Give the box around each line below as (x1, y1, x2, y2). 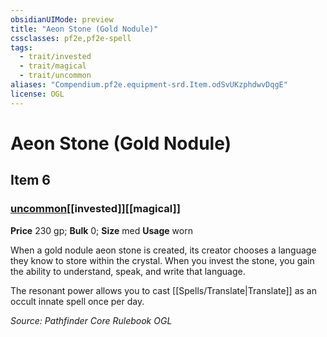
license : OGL (10, 89, 65, 99)
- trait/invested (19, 52, 92, 62)
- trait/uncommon (19, 71, 92, 81)
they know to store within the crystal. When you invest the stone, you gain (10, 254, 315, 266)
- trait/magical (19, 61, 87, 71)
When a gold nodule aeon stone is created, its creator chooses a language (10, 244, 317, 256)
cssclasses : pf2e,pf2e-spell (10, 33, 132, 43)
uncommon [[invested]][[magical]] (10, 202, 181, 216)
